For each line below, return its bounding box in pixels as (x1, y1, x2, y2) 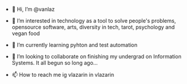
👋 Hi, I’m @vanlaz (11, 6, 55, 13)
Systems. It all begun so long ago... (11, 60, 98, 66)
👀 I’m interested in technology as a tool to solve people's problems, (11, 17, 176, 24)
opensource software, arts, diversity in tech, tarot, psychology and (11, 24, 175, 30)
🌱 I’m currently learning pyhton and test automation (11, 42, 138, 48)
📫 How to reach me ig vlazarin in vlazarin (11, 71, 115, 78)
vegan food (11, 30, 40, 37)
